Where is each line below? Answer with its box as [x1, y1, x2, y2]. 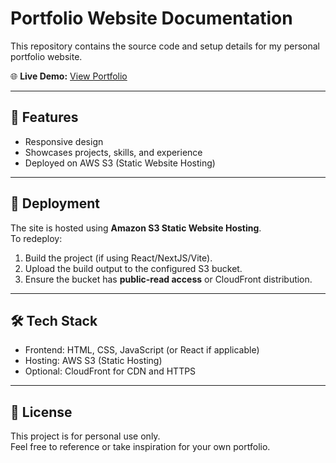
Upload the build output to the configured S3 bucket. [24, 262, 243, 274]
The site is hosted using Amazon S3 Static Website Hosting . [10, 222, 262, 234]
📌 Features [10, 109, 79, 126]
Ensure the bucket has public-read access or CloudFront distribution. [24, 273, 313, 285]
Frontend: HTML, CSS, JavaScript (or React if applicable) [24, 344, 260, 356]
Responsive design [24, 135, 104, 147]
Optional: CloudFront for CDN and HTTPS [24, 365, 197, 377]
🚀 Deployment [10, 195, 100, 212]
